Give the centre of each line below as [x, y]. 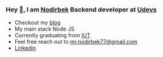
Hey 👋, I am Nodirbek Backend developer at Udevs [81, 10]
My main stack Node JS [44, 29]
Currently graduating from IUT [52, 35]
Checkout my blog [37, 23]
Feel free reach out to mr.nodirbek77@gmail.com [76, 42]
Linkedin [25, 48]
